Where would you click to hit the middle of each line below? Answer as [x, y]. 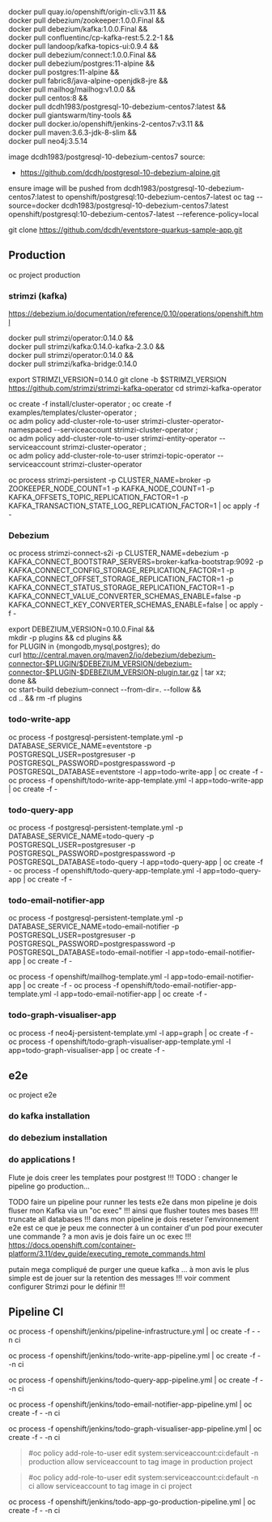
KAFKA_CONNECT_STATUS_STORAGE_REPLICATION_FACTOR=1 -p [121, 588]
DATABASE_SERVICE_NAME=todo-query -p [81, 836]
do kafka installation [49, 1116]
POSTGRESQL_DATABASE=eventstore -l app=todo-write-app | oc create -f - [136, 771]
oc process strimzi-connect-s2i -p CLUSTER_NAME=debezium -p [119, 553]
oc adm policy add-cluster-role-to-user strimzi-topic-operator [112, 456]
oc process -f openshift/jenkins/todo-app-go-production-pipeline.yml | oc [132, 1502]
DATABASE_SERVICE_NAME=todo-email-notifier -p [94, 927]
